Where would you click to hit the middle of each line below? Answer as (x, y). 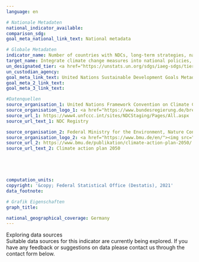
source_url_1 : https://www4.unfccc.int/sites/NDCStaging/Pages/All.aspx (98, 116)
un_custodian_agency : (33, 72)
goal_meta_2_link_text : (36, 83)
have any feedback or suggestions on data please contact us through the (95, 248)
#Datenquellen (24, 99)
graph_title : (22, 207)
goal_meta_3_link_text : (36, 89)
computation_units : (30, 180)
